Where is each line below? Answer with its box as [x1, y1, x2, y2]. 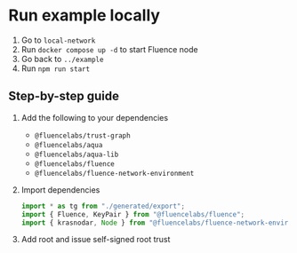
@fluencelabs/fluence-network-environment [34, 169, 195, 178]
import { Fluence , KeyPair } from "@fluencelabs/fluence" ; [20, 210, 245, 218]
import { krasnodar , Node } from [20, 218, 146, 227]
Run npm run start [20, 63, 91, 74]
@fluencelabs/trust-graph [34, 130, 131, 140]
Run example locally [8, 5, 161, 26]
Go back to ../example [20, 53, 104, 64]
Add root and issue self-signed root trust [20, 234, 171, 245]
